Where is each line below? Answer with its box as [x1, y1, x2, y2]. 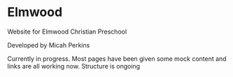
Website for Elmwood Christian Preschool [7, 27, 127, 36]
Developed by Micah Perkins [7, 41, 90, 49]
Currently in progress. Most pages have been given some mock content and [7, 54, 227, 63]
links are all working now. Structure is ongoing [7, 62, 141, 70]
